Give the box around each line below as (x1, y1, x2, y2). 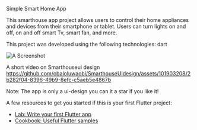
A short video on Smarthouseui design (6, 64, 100, 71)
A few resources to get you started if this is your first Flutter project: (6, 99, 172, 106)
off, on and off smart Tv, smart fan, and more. (6, 29, 117, 36)
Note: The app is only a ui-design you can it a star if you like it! (6, 88, 159, 94)
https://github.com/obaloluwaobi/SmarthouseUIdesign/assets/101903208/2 (6, 70, 191, 77)
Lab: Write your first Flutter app (14, 111, 92, 118)
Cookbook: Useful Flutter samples (14, 117, 99, 124)
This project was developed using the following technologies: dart (6, 41, 167, 47)
